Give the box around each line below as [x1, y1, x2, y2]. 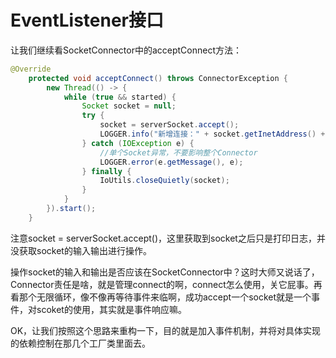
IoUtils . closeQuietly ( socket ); [99, 176, 230, 186]
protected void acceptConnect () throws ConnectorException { [28, 73, 288, 83]
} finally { [81, 166, 132, 176]
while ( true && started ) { [63, 92, 177, 102]
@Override [10, 64, 52, 74]
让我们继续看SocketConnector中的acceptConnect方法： [10, 44, 242, 56]
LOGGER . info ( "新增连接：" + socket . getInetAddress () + [99, 129, 326, 140]
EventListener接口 [10, 9, 165, 32]
